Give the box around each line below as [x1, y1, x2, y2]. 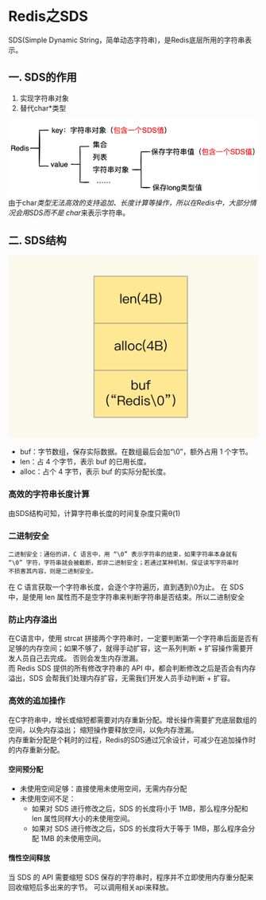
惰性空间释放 [8, 853, 50, 863]
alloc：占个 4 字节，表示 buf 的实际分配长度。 [19, 467, 171, 476]
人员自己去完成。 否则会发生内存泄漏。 [14, 654, 143, 663]
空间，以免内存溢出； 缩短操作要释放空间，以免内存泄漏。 [8, 725, 199, 734]
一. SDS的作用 [8, 71, 78, 84]
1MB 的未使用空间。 [40, 833, 106, 843]
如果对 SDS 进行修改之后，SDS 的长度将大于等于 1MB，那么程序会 [31, 824, 249, 833]
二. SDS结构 [8, 233, 67, 247]
